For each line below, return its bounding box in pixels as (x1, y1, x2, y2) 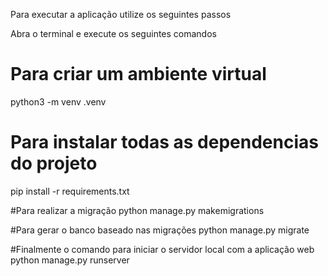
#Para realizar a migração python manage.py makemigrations (10, 204, 265, 216)
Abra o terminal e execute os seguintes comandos (10, 28, 217, 39)
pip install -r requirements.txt (10, 185, 130, 197)
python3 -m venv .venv (10, 95, 107, 108)
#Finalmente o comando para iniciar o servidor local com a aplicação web (10, 243, 315, 255)
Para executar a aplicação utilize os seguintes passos (10, 9, 232, 20)
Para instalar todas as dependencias (10, 131, 319, 154)
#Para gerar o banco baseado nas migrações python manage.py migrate (10, 224, 310, 236)
